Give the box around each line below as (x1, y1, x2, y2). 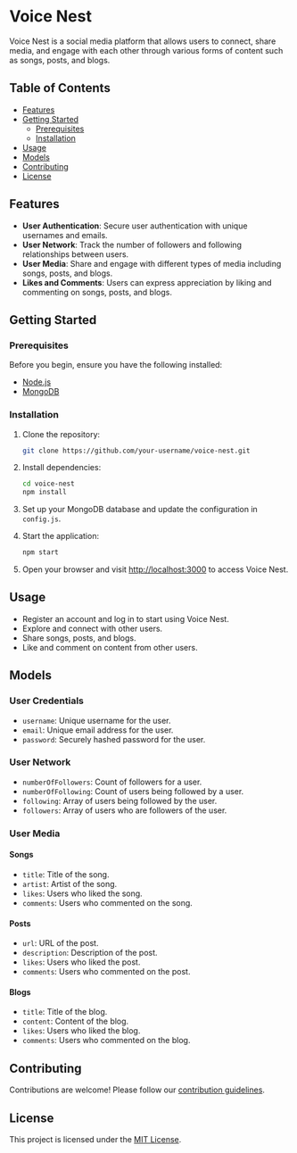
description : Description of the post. (21, 948, 158, 958)
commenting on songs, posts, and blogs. (21, 286, 172, 297)
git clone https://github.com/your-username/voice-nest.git (21, 446, 251, 455)
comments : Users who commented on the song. (21, 897, 194, 908)
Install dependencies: (21, 462, 102, 473)
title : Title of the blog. (21, 1007, 108, 1017)
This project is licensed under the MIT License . (9, 1134, 182, 1144)
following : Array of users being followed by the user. (21, 795, 218, 806)
